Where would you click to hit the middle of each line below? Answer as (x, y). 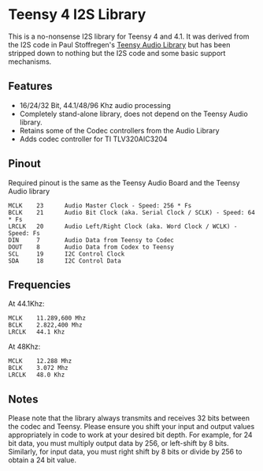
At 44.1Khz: (26, 304)
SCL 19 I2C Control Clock (67, 254)
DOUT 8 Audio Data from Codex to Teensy (91, 247)
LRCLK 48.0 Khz (37, 375)
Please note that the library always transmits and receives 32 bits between (129, 418)
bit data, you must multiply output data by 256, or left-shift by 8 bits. (119, 443)
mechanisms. (30, 62)
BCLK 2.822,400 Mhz (45, 325)
